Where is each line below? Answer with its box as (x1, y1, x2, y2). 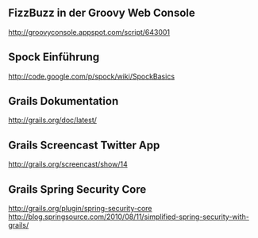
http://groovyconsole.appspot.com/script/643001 (8, 27, 171, 36)
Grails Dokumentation (8, 94, 119, 108)
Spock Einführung (8, 51, 100, 64)
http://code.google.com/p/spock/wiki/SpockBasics (8, 71, 175, 81)
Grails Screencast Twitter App (8, 138, 160, 152)
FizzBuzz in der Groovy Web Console (8, 6, 196, 20)
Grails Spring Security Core (8, 182, 147, 196)
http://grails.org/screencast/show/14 (8, 159, 129, 169)
